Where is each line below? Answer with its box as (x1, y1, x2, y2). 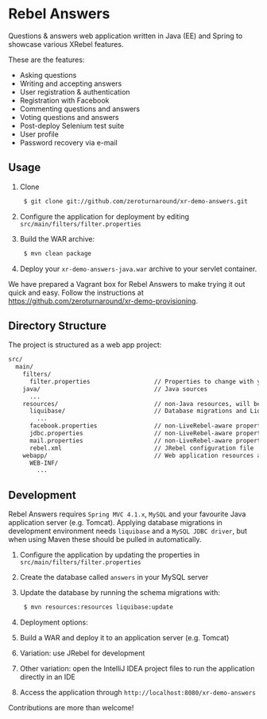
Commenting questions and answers (19, 104, 141, 114)
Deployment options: (19, 617, 89, 627)
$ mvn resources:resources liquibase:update (23, 603, 173, 612)
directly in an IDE (19, 672, 75, 682)
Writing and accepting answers (19, 79, 122, 88)
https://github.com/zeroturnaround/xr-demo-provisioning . (8, 296, 199, 306)
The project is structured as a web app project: (8, 340, 162, 350)
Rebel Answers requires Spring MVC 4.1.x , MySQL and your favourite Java (8, 509, 246, 519)
